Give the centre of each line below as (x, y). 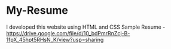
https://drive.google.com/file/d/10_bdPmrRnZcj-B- (68, 33)
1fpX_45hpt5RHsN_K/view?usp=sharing (55, 39)
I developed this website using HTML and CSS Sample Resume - (86, 27)
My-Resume (37, 10)
